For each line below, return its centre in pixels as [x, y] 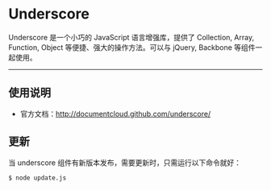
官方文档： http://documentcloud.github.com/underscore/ [115, 114]
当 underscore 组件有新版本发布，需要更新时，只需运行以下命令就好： [125, 163]
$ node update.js [38, 178]
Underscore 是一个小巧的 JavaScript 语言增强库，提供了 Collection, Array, [131, 37]
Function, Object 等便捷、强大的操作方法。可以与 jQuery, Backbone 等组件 [132, 47]
